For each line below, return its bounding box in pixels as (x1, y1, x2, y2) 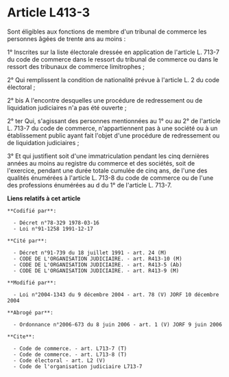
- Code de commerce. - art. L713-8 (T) (13, 351, 128, 358)
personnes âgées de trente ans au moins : (7, 34, 126, 42)
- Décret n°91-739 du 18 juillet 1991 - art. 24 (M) (13, 249, 167, 256)
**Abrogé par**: (7, 309, 53, 316)
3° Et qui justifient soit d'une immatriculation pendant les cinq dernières (7, 152, 209, 160)
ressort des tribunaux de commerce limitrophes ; (7, 62, 145, 70)
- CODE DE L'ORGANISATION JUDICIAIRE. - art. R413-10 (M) (13, 255, 183, 262)
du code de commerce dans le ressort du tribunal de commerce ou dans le (7, 55, 219, 63)
